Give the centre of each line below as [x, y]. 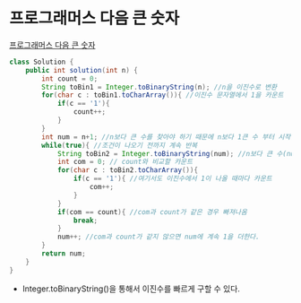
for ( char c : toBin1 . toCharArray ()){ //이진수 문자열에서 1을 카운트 [163, 95]
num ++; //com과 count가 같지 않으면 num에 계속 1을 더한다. [158, 237]
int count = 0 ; [70, 78]
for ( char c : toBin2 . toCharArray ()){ [128, 170]
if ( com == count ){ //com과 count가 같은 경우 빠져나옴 [152, 212]
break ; [86, 221]
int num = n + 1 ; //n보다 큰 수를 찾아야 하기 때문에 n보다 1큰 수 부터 [158, 137]
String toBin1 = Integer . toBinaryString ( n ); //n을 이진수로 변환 [159, 87]
